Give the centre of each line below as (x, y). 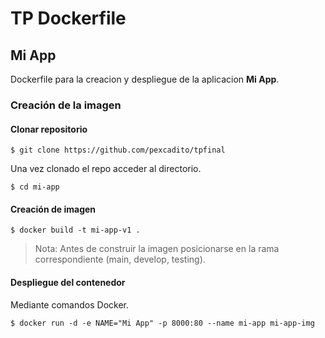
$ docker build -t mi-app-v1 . (75, 230)
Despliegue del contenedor (68, 282)
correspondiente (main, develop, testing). (120, 259)
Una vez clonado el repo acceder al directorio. (106, 169)
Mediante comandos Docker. (69, 304)
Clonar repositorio (49, 129)
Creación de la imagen (66, 105)
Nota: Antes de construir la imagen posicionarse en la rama (157, 249)
